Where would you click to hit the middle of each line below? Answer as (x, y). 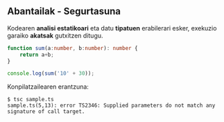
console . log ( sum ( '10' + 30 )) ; (51, 73)
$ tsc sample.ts (31, 100)
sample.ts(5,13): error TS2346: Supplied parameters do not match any (111, 106)
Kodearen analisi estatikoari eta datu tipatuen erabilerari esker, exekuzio (112, 28)
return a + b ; (37, 55)
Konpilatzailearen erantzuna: (48, 87)
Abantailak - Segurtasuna (64, 11)
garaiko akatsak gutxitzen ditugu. (55, 35)
